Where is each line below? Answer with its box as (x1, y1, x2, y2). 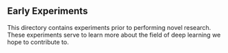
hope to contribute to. (7, 37, 69, 46)
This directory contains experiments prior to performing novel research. (7, 23, 211, 31)
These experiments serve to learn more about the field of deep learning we (7, 31, 221, 39)
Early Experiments (7, 5, 88, 17)
